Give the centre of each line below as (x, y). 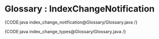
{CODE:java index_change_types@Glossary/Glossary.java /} (65, 31)
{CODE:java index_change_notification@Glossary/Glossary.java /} (71, 22)
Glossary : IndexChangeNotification (79, 9)
